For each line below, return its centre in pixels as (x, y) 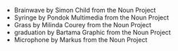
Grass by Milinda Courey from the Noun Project (82, 25)
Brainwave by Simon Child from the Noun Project (85, 10)
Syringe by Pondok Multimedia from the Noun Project (91, 17)
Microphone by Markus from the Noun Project (81, 40)
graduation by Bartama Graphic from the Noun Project (92, 32)
